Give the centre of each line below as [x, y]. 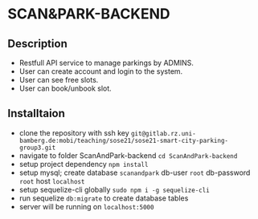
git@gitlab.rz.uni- [163, 133]
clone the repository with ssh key [74, 132]
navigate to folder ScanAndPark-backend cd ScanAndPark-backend [128, 155]
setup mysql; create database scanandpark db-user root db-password [135, 172]
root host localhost [52, 180]
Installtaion [37, 114]
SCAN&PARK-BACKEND [89, 14]
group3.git [37, 148]
